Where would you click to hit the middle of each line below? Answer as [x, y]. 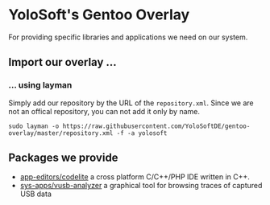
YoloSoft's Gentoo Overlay [99, 15]
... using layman [40, 85]
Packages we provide [63, 158]
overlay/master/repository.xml [61, 133]
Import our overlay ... [62, 62]
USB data [36, 194]
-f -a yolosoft [142, 133]
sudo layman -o [34, 126]
